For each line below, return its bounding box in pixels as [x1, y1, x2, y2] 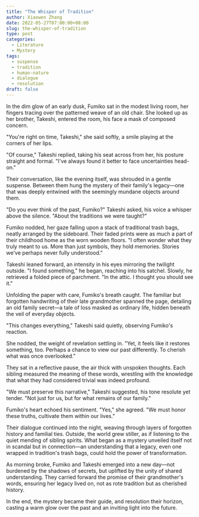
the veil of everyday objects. [6, 310, 76, 317]
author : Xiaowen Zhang [6, 14, 62, 20]
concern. [6, 122, 29, 129]
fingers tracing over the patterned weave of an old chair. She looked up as [6, 109, 188, 116]
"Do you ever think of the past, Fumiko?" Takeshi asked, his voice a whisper [6, 206, 192, 213]
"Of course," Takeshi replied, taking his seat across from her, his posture [6, 151, 184, 158]
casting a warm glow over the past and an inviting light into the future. [6, 504, 178, 511]
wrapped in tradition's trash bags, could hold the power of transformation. [6, 449, 188, 456]
